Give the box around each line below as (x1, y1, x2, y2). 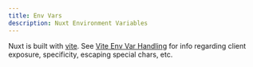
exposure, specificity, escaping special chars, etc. (8, 49, 173, 59)
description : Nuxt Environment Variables (8, 19, 148, 27)
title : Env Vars (8, 11, 62, 20)
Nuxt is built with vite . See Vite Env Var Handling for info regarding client (8, 41, 247, 50)
